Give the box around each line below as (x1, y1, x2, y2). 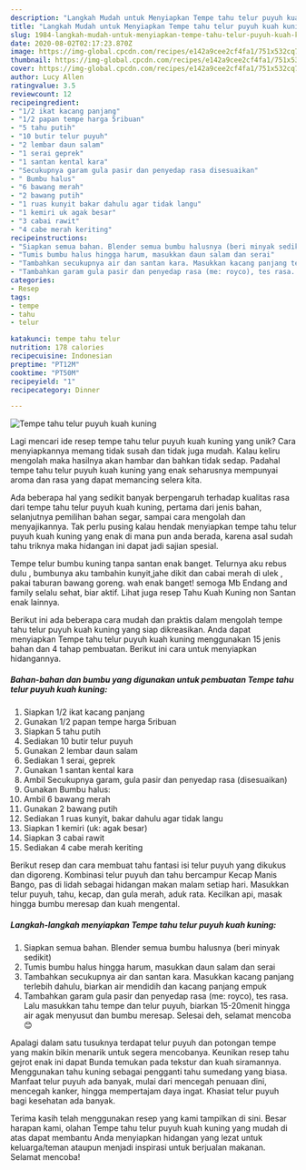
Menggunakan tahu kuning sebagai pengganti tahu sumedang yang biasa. (10, 1066, 288, 1077)
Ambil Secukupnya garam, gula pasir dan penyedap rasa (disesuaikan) (23, 775, 288, 786)
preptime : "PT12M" (10, 360, 80, 369)
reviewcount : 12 (10, 89, 72, 98)
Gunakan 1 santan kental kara (23, 765, 134, 776)
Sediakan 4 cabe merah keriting (23, 842, 143, 853)
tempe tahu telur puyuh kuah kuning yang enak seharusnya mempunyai (10, 465, 279, 476)
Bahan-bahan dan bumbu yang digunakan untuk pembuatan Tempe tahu (10, 674, 294, 685)
